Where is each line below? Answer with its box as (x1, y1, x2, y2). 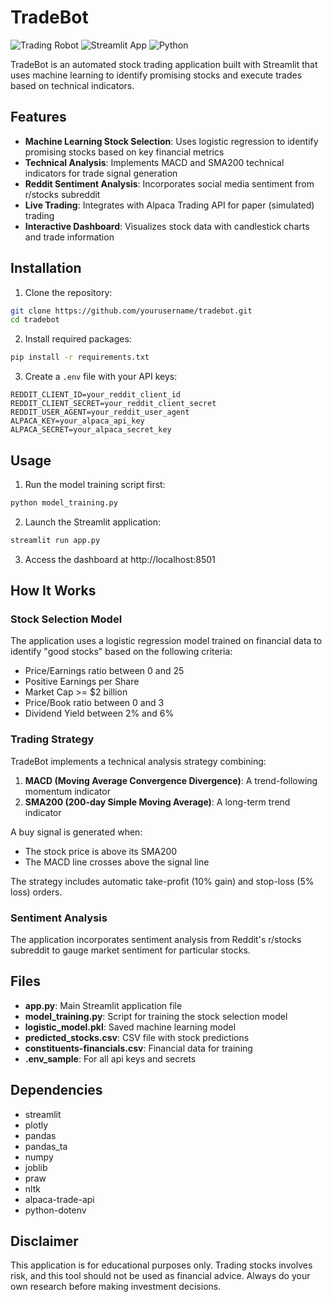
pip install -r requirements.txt (10, 352, 150, 363)
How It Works (10, 582, 97, 600)
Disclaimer (10, 1233, 79, 1250)
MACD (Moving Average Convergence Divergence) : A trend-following (24, 774, 318, 786)
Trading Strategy (10, 732, 95, 746)
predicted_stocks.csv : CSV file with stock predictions (24, 1031, 250, 1043)
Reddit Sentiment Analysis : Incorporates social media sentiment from (24, 177, 315, 190)
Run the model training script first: (24, 479, 166, 490)
